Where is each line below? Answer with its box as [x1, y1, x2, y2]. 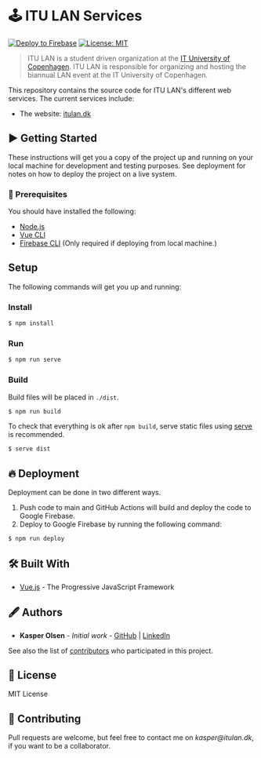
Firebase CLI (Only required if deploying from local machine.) [19, 239, 217, 248]
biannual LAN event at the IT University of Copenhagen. [27, 70, 208, 79]
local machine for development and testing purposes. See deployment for [8, 161, 246, 170]
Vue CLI [19, 230, 45, 240]
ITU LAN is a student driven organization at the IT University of [27, 53, 230, 63]
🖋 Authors [8, 606, 63, 619]
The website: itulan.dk [19, 108, 92, 118]
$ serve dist [8, 445, 51, 453]
